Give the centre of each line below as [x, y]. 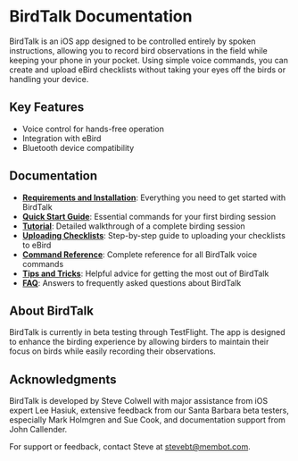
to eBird [37, 245]
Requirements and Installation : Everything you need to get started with [154, 197]
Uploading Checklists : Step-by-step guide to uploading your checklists [153, 235]
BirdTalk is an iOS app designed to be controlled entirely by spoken [132, 41]
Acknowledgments [63, 379]
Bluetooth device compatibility [78, 147]
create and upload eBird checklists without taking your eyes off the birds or [148, 70]
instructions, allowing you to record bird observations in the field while [138, 50]
